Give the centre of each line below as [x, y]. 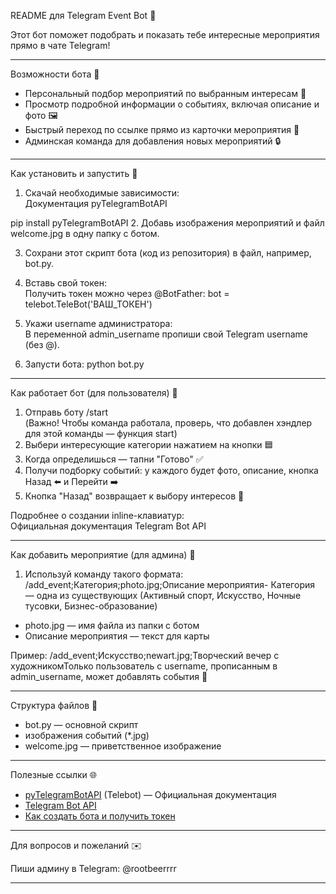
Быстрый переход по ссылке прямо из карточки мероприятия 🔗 [162, 129]
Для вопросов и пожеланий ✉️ [76, 845]
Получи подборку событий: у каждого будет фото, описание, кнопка [171, 470]
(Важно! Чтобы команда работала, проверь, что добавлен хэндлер [168, 423]
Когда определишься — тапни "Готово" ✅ [114, 459]
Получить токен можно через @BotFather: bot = [127, 293]
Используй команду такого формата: [104, 574]
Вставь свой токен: [65, 283]
